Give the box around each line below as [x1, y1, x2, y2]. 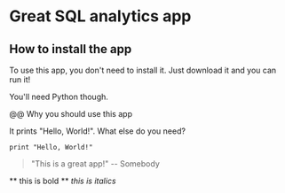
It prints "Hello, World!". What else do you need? [9, 126, 186, 136]
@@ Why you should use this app [9, 109, 133, 119]
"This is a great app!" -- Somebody [30, 158, 160, 169]
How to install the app [9, 42, 132, 57]
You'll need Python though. [9, 91, 109, 102]
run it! [9, 74, 31, 85]
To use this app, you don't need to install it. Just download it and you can [9, 65, 277, 75]
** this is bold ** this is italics [9, 175, 117, 186]
